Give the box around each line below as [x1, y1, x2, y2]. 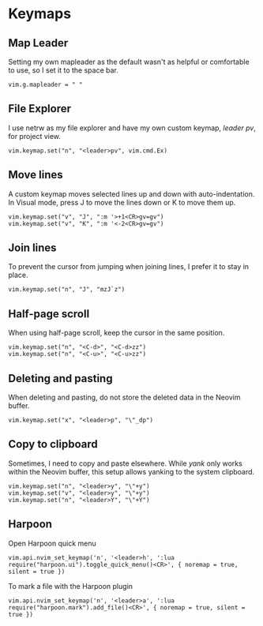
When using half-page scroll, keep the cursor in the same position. [8, 328, 225, 338]
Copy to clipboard [8, 437, 98, 451]
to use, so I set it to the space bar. [8, 66, 118, 75]
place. [8, 270, 29, 280]
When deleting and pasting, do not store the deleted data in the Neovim [8, 392, 241, 403]
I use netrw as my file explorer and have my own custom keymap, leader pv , [8, 123, 257, 133]
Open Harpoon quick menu [8, 538, 96, 548]
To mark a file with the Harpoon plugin [8, 581, 133, 590]
